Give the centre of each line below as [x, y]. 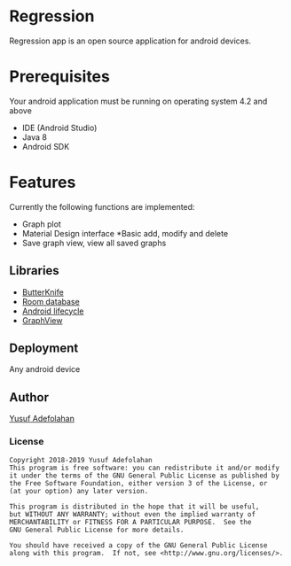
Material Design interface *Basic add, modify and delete [125, 233]
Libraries [34, 271]
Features [43, 182]
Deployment [44, 349]
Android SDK [46, 146]
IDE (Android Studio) [59, 128]
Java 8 [34, 137]
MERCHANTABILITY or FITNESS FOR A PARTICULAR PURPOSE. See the [130, 522]
